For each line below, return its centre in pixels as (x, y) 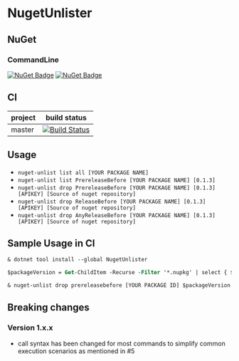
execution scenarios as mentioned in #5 (76, 351)
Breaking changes (49, 308)
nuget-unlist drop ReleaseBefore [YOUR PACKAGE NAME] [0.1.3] (112, 202)
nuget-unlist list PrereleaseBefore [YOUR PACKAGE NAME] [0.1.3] (116, 180)
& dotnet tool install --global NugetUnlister (78, 260)
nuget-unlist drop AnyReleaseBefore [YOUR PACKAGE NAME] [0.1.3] (116, 215)
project (23, 117)
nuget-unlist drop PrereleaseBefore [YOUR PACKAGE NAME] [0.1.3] (116, 188)
